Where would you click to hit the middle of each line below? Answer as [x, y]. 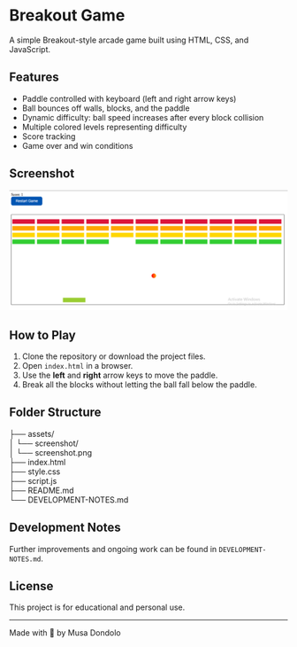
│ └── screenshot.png [51, 452]
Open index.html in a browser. [77, 365]
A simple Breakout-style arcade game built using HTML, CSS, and [129, 40]
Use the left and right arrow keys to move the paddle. [120, 375]
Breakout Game [67, 16]
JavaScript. [30, 49]
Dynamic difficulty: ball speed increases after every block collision [143, 117]
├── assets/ [32, 433]
